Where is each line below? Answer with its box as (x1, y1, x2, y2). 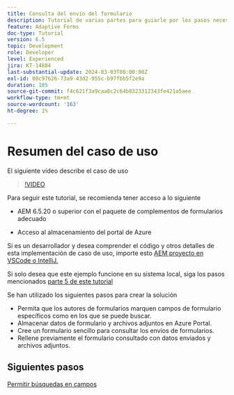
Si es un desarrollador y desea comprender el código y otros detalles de (7, 241, 214, 249)
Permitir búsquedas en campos (7, 380, 97, 388)
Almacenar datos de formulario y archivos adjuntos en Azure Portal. (17, 318, 212, 327)
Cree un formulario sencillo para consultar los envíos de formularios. (17, 326, 214, 334)
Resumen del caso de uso (7, 144, 159, 159)
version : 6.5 (7, 36, 45, 43)
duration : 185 (7, 82, 49, 88)
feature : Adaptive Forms (7, 23, 79, 30)
